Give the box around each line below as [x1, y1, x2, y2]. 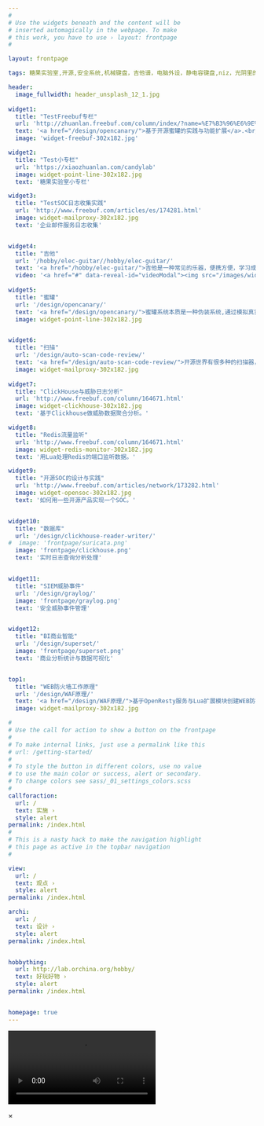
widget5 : [8, 286, 37, 294]
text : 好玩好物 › [15, 973, 68, 981]
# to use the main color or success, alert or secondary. [8, 770, 202, 778]
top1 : [8, 675, 26, 684]
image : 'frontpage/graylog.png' [15, 596, 122, 605]
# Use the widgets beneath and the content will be [8, 19, 181, 27]
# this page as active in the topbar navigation [8, 843, 170, 851]
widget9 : [8, 467, 37, 475]
